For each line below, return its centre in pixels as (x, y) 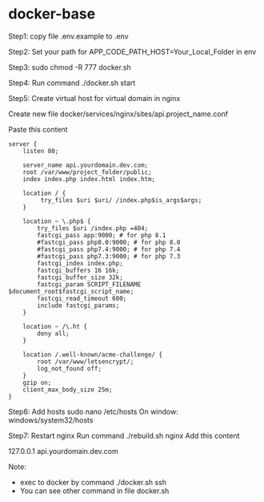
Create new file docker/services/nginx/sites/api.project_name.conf (118, 114)
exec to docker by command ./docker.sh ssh (93, 482)
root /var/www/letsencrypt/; (86, 362)
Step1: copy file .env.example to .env (69, 36)
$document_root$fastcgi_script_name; (71, 291)
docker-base (52, 14)
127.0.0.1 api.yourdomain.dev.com (63, 451)
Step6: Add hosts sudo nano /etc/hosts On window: (93, 411)
